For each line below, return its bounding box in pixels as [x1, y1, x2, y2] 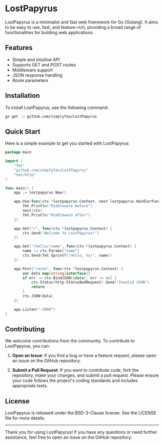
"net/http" [14, 172, 36, 177]
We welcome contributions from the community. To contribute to [5, 338, 135, 344]
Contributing [5, 325, 45, 333]
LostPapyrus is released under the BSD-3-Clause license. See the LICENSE [5, 410, 157, 416]
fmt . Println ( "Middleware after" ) [22, 212, 91, 217]
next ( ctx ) [22, 208, 42, 213]
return [31, 284, 45, 290]
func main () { [5, 186, 34, 191]
